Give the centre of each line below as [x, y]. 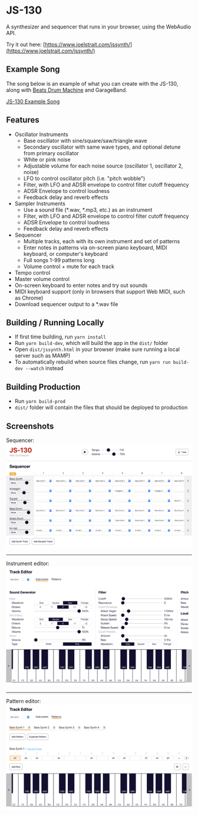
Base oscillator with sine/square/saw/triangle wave [85, 140]
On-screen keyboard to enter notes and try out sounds [81, 285]
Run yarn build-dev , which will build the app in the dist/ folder [91, 343]
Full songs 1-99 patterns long [59, 260]
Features [23, 120]
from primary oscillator [51, 153]
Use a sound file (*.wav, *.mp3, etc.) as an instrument [88, 210]
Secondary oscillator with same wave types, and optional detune [102, 147]
